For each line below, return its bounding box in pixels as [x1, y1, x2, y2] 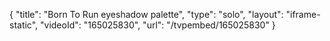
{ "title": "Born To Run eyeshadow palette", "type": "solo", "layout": [9, 9, 284, 20]
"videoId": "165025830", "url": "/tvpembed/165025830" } [40, 19, 276, 31]
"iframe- [285, 9, 321, 20]
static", [9, 19, 39, 31]
